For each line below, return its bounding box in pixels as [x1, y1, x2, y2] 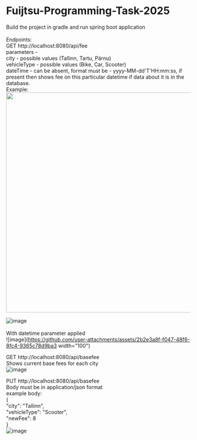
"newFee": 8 [6, 415, 36, 422]
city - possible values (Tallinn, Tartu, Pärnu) [6, 55, 111, 62]
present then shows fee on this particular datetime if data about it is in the [6, 73, 185, 80]
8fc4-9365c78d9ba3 [6, 342, 57, 349]
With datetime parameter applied [6, 330, 86, 337]
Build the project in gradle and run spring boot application [6, 23, 145, 31]
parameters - [6, 48, 38, 55]
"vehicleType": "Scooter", [6, 408, 68, 415]
